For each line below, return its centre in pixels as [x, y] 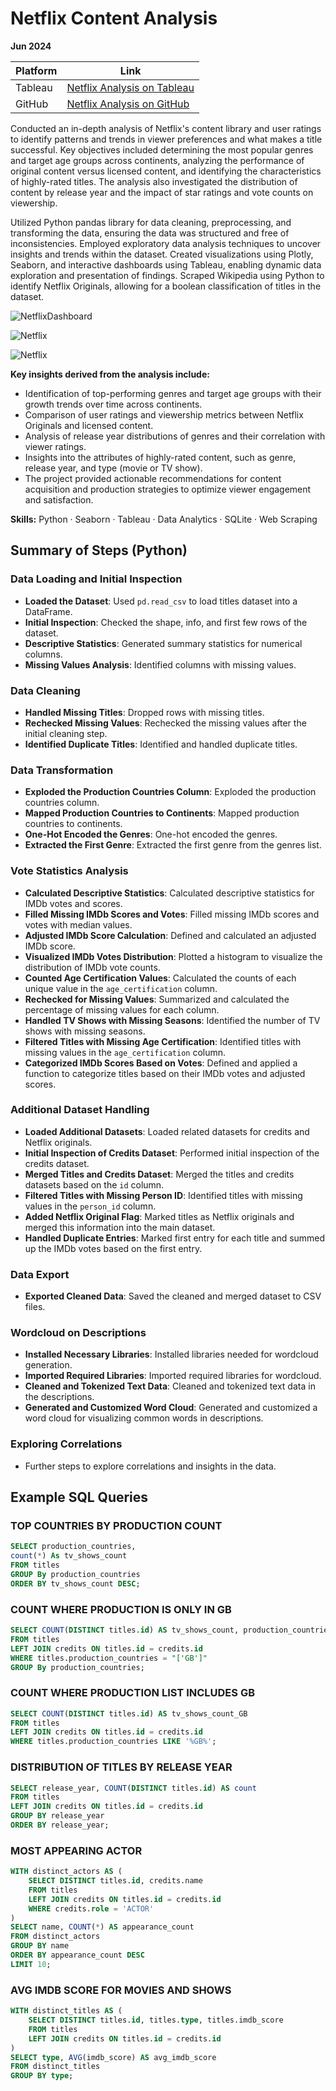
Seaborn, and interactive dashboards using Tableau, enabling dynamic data [166, 264]
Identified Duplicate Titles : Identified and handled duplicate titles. [161, 744]
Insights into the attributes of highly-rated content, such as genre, [160, 457]
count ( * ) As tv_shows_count [69, 1556]
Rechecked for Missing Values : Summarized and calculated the [157, 999]
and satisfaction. [59, 499]
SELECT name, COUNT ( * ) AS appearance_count [102, 1927]
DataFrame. [48, 611]
